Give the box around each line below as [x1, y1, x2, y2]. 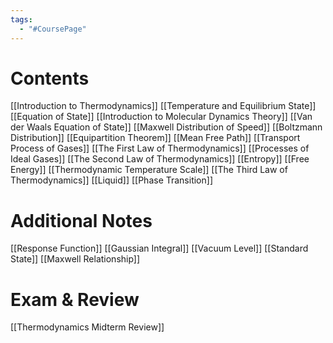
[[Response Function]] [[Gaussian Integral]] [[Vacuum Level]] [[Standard [10, 242, 309, 255]
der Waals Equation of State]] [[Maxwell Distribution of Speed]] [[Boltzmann [10, 121, 323, 133]
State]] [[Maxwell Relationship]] [10, 253, 141, 265]
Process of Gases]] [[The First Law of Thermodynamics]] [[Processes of [10, 142, 310, 155]
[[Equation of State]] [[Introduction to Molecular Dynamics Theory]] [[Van [10, 111, 313, 123]
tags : [10, 14, 33, 25]
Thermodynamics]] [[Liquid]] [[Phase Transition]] [10, 174, 214, 186]
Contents [10, 67, 90, 90]
